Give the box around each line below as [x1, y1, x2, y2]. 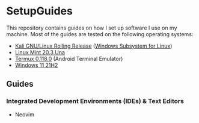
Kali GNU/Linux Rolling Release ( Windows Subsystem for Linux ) [14, 42, 173, 49]
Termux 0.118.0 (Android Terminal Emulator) [14, 55, 123, 62]
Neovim [14, 110, 35, 118]
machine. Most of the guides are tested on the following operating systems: [6, 30, 194, 37]
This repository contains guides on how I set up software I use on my [6, 24, 177, 31]
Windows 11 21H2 [14, 61, 58, 69]
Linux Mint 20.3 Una [14, 48, 65, 55]
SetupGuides [6, 4, 73, 18]
